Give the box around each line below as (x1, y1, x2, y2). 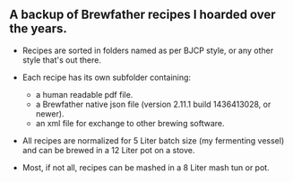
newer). (35, 108, 65, 119)
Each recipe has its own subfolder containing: (22, 72, 191, 82)
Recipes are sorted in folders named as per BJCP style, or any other (22, 45, 274, 56)
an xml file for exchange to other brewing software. (35, 117, 225, 128)
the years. (9, 22, 67, 37)
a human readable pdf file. (35, 89, 134, 100)
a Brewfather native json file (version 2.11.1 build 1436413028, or (35, 99, 271, 109)
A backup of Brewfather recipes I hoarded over (9, 7, 276, 22)
